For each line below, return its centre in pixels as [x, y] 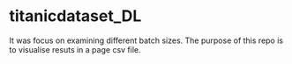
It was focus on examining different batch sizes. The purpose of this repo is [146, 40]
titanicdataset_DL [75, 16]
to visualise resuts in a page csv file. [75, 49]
